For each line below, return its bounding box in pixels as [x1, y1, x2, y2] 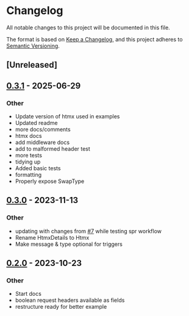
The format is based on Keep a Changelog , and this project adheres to [6, 35, 183, 43]
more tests [15, 152, 43, 159]
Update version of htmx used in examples [15, 113, 120, 120]
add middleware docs [15, 138, 70, 146]
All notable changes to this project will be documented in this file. [6, 24, 171, 31]
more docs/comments [15, 126, 71, 133]
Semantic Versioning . [6, 42, 60, 49]
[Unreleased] [6, 60, 58, 70]
